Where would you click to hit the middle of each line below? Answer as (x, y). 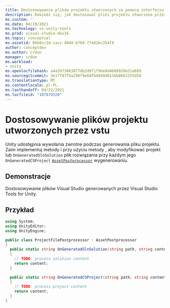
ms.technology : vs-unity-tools (38, 29)
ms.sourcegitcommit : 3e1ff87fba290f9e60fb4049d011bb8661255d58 (73, 76)
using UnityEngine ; (26, 231)
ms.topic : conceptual (28, 38)
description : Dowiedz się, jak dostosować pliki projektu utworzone (79, 15)
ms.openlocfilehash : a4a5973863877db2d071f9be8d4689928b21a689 (73, 71)
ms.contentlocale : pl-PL (31, 85)
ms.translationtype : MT (30, 80)
